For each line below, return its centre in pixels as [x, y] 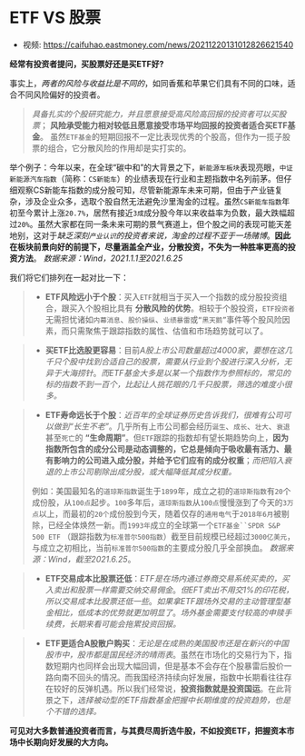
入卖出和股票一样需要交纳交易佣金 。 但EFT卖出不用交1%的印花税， [169, 590]
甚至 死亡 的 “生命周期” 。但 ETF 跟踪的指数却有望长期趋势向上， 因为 [167, 437]
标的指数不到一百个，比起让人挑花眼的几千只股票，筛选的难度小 [164, 384]
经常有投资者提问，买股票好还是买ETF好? [87, 64]
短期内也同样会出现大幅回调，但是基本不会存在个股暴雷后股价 [168, 666]
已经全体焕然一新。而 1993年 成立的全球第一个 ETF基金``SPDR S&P [164, 525]
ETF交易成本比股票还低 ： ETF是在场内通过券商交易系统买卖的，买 [167, 578]
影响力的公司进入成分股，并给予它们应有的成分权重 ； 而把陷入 [168, 460]
